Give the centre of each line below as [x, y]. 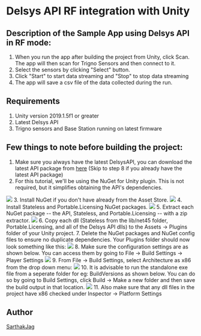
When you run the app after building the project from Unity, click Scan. [102, 57]
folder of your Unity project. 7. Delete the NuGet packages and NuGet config [100, 233]
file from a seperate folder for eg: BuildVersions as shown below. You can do [101, 274]
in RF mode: [29, 42]
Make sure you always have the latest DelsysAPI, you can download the [103, 162]
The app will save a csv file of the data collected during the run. [94, 82]
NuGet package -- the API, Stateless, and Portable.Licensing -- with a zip [97, 213]
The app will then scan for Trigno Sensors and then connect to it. [95, 63]
